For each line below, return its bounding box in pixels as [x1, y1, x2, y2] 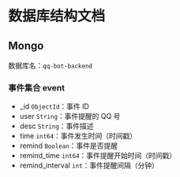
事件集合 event [8, 82, 66, 93]
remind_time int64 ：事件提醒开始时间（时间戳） [19, 151, 177, 160]
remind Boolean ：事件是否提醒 [19, 141, 118, 150]
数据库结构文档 [8, 7, 106, 25]
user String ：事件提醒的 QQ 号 [19, 112, 121, 121]
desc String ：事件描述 [19, 121, 94, 131]
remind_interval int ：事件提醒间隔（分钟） [19, 160, 159, 170]
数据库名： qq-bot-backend [8, 61, 93, 70]
